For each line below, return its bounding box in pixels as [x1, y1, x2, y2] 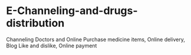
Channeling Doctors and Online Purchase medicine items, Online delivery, [6, 36, 186, 43]
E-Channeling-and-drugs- [6, 4, 138, 18]
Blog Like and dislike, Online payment [6, 42, 97, 49]
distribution [6, 16, 65, 30]
